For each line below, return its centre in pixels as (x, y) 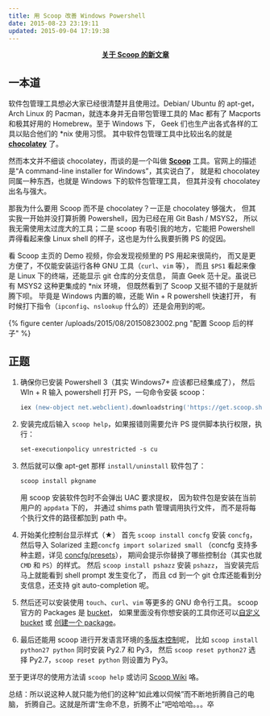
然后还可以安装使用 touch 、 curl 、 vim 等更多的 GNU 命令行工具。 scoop (139, 602)
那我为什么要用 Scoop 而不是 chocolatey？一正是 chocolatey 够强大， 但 (129, 208)
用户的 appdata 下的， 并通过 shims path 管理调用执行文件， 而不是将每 (138, 507)
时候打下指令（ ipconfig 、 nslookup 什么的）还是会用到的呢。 (109, 306)
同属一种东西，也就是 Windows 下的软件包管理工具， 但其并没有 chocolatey (134, 181)
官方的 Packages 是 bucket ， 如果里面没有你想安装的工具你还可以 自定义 (140, 612)
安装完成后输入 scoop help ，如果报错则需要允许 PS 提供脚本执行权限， (137, 423)
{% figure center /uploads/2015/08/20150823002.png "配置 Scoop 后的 (128, 323)
